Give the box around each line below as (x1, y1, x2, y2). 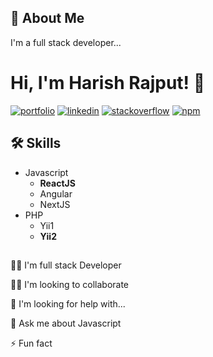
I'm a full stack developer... (10, 36, 122, 48)
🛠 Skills (10, 135, 62, 152)
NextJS (39, 198, 71, 210)
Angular (39, 187, 73, 200)
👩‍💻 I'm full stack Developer (10, 259, 122, 271)
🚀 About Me (10, 10, 85, 27)
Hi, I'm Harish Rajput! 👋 (10, 72, 206, 94)
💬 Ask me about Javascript (10, 317, 122, 329)
